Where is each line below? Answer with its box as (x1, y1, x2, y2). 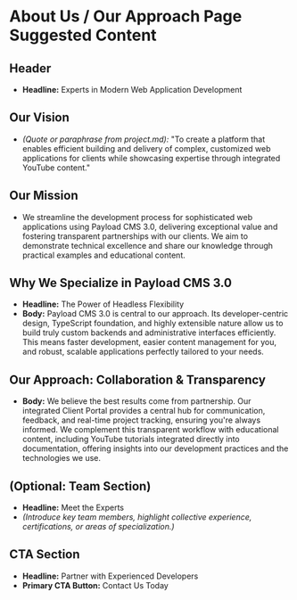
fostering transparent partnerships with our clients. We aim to (21, 230, 248, 242)
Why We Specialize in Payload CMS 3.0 (9, 275, 232, 291)
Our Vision (9, 110, 70, 126)
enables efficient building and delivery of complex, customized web (21, 143, 271, 153)
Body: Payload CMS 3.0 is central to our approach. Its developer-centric (21, 308, 289, 319)
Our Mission (9, 188, 78, 203)
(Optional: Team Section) (9, 479, 152, 494)
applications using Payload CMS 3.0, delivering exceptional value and (21, 221, 278, 232)
